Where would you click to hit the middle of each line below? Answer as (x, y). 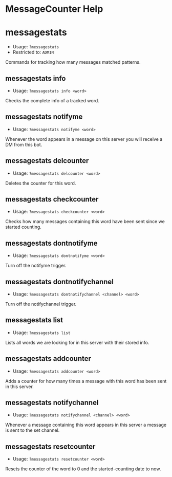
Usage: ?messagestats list (41, 333)
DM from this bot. (24, 144)
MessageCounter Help (54, 9)
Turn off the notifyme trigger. (36, 266)
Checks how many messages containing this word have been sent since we (85, 222)
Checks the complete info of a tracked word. (52, 100)
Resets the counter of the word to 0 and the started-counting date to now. (83, 469)
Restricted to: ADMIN (33, 52)
